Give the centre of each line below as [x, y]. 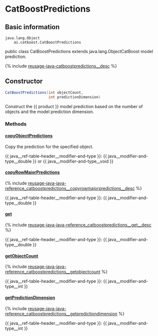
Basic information [32, 27]
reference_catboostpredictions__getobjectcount [53, 272]
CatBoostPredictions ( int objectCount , [44, 93]
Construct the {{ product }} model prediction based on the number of [74, 106]
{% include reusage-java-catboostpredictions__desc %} [61, 66]
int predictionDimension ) [74, 97]
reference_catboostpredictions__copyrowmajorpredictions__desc [70, 188]
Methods [16, 124]
